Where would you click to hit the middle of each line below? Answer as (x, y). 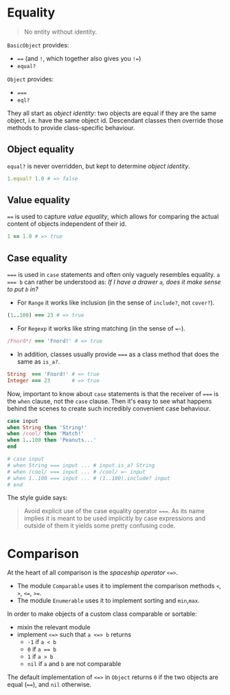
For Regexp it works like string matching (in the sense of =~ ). (101, 328)
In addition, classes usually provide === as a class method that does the (118, 354)
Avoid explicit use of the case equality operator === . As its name (114, 511)
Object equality (41, 149)
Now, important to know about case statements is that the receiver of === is (113, 393)
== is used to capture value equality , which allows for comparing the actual (113, 217)
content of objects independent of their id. (67, 224)
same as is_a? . (38, 361)
